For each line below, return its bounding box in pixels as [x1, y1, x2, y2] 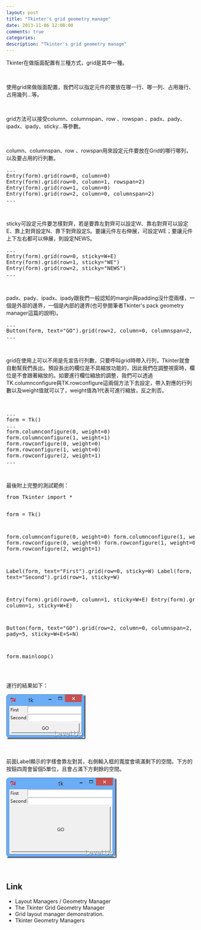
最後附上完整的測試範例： [6, 482, 69, 489]
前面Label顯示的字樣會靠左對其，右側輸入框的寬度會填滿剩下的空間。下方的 [6, 758, 193, 765]
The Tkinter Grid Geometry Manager [14, 904, 105, 911]
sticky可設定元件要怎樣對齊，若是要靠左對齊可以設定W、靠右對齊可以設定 [6, 220, 188, 227]
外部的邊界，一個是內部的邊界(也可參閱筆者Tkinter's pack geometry [16, 302, 184, 309]
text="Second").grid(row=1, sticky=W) [6, 574, 120, 581]
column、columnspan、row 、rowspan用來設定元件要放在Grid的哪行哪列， [6, 147, 191, 154]
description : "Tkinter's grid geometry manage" [6, 41, 127, 47]
